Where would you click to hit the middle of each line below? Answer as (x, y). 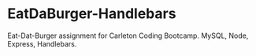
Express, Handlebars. (42, 43)
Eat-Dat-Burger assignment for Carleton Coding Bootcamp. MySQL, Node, (128, 35)
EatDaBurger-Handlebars (92, 14)
